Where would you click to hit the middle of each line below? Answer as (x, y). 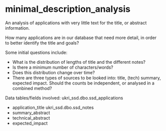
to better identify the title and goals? (42, 43)
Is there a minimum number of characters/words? (63, 67)
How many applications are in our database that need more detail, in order (81, 38)
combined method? (32, 88)
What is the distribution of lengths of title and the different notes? (79, 62)
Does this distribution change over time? (54, 72)
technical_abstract (31, 118)
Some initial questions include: (36, 52)
